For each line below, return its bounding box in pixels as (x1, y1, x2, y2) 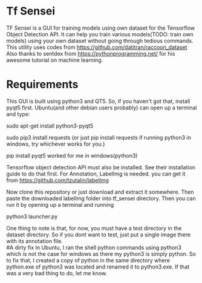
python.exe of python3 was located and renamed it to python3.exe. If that (6, 263, 190, 270)
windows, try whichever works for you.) (6, 140, 105, 148)
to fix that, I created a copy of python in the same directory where (6, 256, 171, 264)
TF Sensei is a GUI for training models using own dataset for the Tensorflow (6, 24, 195, 31)
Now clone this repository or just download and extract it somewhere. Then (6, 188, 195, 195)
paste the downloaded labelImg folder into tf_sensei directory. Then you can (6, 195, 196, 202)
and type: (6, 110, 30, 117)
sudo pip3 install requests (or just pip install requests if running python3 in (6, 134, 192, 141)
